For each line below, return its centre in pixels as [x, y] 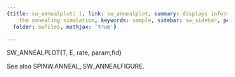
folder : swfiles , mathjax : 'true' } [65, 27]
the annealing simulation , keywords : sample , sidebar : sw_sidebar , [120, 20]
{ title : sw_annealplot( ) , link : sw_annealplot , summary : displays [107, 14]
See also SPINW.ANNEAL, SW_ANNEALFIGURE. [75, 66]
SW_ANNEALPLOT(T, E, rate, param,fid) [64, 52]
